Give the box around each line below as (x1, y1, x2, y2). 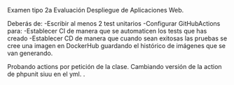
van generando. (7, 49, 53, 57)
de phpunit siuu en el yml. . (7, 70, 85, 78)
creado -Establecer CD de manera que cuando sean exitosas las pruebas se (7, 34, 228, 42)
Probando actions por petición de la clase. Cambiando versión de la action (7, 63, 222, 70)
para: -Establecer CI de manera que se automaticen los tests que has (7, 27, 207, 35)
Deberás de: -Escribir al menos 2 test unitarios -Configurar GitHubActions (7, 20, 221, 27)
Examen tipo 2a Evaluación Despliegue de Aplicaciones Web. (7, 6, 184, 14)
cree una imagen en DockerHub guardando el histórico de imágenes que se (7, 42, 226, 49)
